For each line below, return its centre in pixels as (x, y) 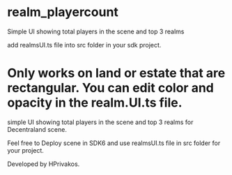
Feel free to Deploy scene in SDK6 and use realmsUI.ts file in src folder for (114, 143)
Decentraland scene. (37, 129)
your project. (25, 150)
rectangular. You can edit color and (110, 88)
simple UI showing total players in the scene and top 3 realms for (100, 122)
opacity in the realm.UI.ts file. (95, 103)
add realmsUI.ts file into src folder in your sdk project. (84, 45)
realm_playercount (63, 12)
